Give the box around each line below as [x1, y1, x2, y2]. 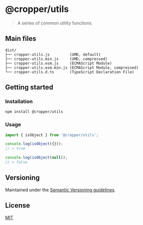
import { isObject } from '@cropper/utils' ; [5, 132, 99, 138]
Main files [5, 34, 36, 43]
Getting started [5, 83, 54, 92]
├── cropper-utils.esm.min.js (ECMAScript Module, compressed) [5, 65, 139, 70]
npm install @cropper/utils [5, 109, 64, 114]
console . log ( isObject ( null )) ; [5, 155, 68, 160]
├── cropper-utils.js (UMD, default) [5, 52, 101, 57]
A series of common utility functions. [17, 20, 93, 26]
